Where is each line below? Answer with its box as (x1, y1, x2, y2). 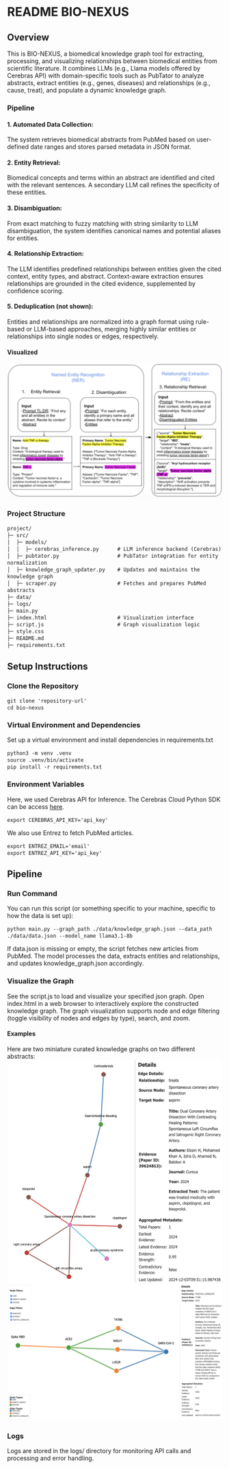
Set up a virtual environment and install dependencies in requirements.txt (7, 736, 213, 744)
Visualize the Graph (7, 976, 74, 986)
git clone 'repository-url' (7, 698, 87, 705)
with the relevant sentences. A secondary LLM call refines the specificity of (7, 181, 220, 189)
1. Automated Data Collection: (7, 120, 94, 128)
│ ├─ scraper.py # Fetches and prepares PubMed (7, 580, 206, 587)
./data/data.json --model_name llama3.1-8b (7, 932, 133, 940)
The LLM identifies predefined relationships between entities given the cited (7, 265, 221, 273)
